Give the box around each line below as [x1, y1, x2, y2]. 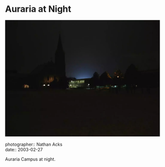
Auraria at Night [5, 3, 72, 15]
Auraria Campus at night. [5, 156, 55, 162]
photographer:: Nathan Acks [5, 141, 63, 147]
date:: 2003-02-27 [5, 146, 43, 152]
